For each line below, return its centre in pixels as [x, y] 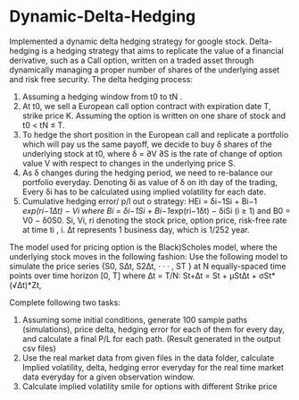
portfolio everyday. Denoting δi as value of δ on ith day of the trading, [150, 182]
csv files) [39, 348]
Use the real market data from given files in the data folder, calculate [148, 357]
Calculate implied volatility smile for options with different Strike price [150, 386]
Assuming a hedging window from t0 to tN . [102, 97]
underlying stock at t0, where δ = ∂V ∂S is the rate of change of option [152, 153]
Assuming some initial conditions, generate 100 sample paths [135, 319]
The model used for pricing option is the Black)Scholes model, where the [144, 247]
